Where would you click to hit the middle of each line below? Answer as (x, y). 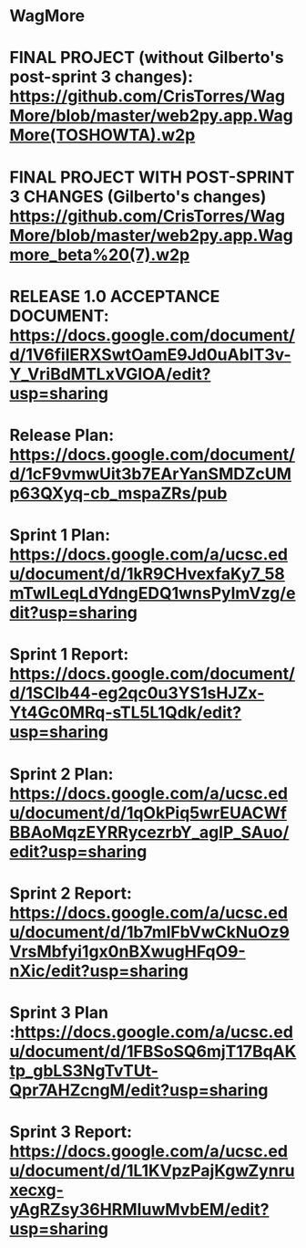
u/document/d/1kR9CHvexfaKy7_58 (147, 574)
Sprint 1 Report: (69, 655)
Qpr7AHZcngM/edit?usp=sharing (139, 1090)
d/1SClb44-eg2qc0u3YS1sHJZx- (137, 693)
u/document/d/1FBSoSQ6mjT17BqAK (153, 1051)
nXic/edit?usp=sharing (99, 971)
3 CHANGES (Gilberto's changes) (138, 196)
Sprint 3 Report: (71, 1132)
